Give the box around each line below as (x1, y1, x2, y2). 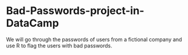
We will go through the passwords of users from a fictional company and (6, 36, 182, 43)
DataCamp (6, 16, 59, 30)
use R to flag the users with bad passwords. (6, 42, 113, 49)
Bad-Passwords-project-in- (6, 4, 145, 18)
